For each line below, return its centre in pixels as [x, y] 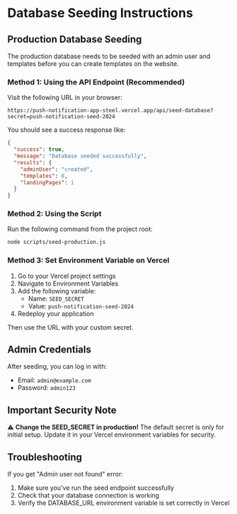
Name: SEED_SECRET [56, 298]
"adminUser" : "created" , [57, 169]
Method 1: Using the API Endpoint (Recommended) [96, 82]
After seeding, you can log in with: [57, 367]
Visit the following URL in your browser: [65, 98]
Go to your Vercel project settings [67, 276]
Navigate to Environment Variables [68, 283]
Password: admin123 [46, 388]
